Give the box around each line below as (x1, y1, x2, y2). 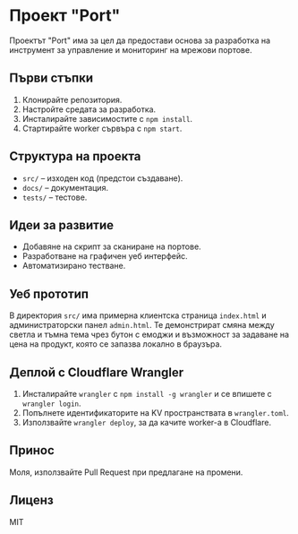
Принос (9, 443, 55, 458)
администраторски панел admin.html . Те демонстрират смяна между (9, 320, 275, 331)
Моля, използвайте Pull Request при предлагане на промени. (9, 467, 243, 478)
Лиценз (9, 493, 54, 508)
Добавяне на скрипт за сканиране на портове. (21, 241, 201, 252)
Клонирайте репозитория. (21, 94, 123, 105)
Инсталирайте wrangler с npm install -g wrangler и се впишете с (21, 389, 273, 399)
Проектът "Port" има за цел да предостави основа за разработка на (9, 35, 271, 46)
